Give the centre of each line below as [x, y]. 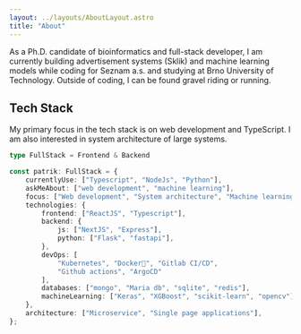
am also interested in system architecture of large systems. [118, 139]
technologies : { [56, 205]
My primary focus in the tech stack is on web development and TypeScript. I [150, 130]
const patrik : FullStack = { [64, 172]
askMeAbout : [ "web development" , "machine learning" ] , [130, 188]
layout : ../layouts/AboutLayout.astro [82, 17]
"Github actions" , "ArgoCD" [110, 271]
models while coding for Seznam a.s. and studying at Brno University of [142, 70]
